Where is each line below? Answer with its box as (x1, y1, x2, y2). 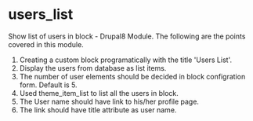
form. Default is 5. (19, 80, 78, 90)
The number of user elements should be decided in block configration (19, 71, 246, 81)
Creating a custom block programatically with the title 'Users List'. (19, 55, 233, 64)
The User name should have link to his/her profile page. (19, 97, 200, 106)
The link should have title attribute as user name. (19, 104, 177, 115)
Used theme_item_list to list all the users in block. (19, 88, 179, 97)
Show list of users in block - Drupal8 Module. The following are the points (8, 31, 246, 41)
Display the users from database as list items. (19, 63, 167, 72)
